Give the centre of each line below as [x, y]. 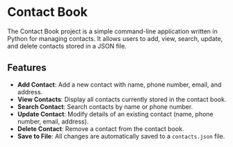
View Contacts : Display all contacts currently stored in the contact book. [122, 99]
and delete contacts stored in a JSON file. [67, 46]
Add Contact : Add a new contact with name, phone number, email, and [119, 85]
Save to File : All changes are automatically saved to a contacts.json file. [121, 136]
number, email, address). [53, 121]
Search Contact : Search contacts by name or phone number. [105, 106]
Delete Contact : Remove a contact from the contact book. [101, 128]
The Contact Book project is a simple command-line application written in [112, 31]
